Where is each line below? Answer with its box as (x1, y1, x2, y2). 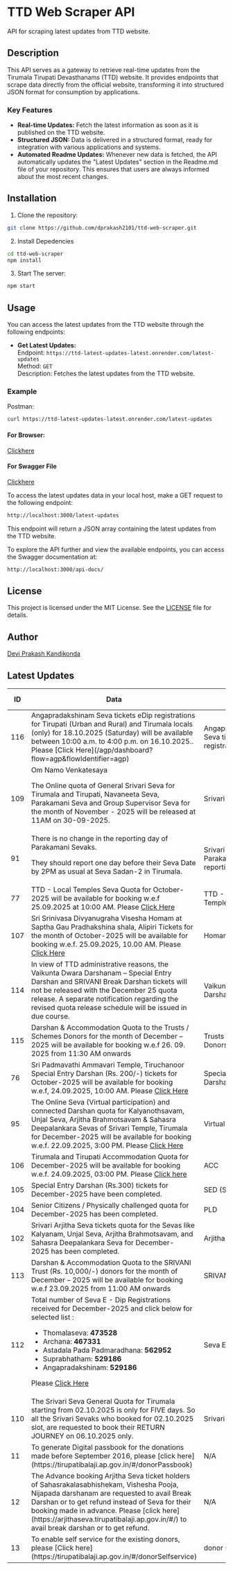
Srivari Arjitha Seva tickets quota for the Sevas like (31, 1220, 196, 1230)
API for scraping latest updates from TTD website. (7, 27, 150, 35)
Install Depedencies (17, 237, 74, 245)
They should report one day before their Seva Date (31, 857, 196, 867)
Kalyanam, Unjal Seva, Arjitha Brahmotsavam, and (31, 1229, 193, 1238)
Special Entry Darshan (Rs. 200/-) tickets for (31, 1068, 178, 1078)
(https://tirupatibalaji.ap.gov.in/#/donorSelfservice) (31, 1551, 198, 1561)
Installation (7, 192, 57, 205)
